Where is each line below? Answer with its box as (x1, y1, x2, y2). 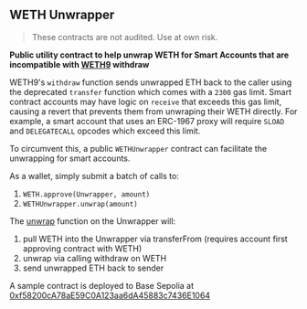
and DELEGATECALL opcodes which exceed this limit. (9, 125, 201, 136)
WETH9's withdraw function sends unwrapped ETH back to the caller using (9, 77, 292, 88)
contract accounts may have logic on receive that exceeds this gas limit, (9, 96, 282, 107)
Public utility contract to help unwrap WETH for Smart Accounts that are (9, 49, 290, 60)
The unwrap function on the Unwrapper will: (9, 215, 176, 227)
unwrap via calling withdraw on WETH (22, 252, 167, 263)
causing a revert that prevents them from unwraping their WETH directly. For (9, 105, 298, 117)
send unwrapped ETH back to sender (22, 262, 164, 273)
